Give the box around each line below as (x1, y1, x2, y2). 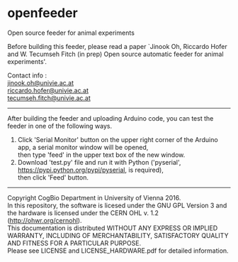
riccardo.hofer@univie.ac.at (7, 86, 89, 94)
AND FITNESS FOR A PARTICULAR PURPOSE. (7, 239, 142, 247)
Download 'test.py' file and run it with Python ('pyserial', (17, 158, 181, 166)
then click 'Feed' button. (17, 173, 89, 182)
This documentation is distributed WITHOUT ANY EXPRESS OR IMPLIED (7, 224, 218, 232)
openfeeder (7, 5, 78, 21)
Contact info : (7, 71, 47, 80)
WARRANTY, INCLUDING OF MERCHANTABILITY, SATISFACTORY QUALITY (7, 231, 229, 239)
